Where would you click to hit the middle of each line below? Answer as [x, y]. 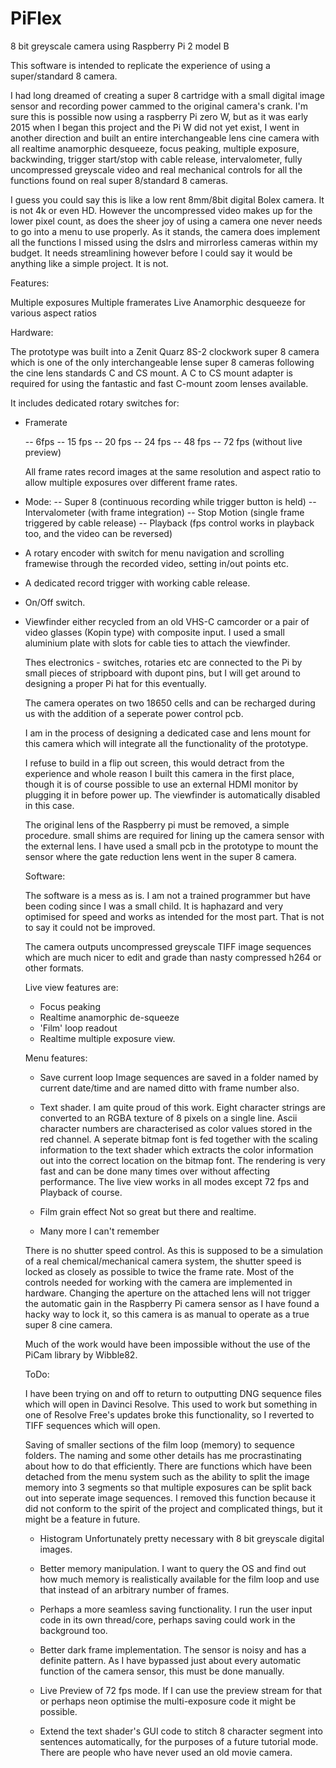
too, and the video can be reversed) [98, 533]
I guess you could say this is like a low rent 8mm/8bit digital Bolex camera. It [167, 199]
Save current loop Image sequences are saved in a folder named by [179, 1077]
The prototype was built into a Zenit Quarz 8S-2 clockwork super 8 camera [165, 351]
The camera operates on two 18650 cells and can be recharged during [170, 703]
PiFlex [36, 18]
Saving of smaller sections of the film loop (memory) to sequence [159, 1444]
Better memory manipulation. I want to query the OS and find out [173, 1568]
